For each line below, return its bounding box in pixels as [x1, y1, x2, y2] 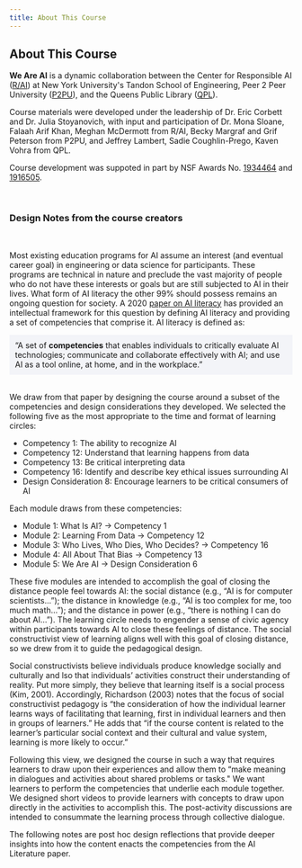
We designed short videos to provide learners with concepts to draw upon [9, 792, 285, 803]
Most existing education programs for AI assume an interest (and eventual [9, 249, 284, 261]
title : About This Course [9, 13, 106, 22]
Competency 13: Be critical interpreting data [22, 456, 186, 468]
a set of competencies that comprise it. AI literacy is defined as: [9, 317, 245, 327]
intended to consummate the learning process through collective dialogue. [9, 811, 286, 822]
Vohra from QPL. [9, 145, 72, 156]
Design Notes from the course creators [9, 212, 183, 225]
